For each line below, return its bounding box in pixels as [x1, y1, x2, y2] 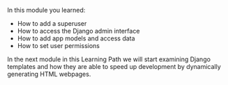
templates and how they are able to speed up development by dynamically [7, 63, 221, 70]
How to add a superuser [17, 20, 87, 27]
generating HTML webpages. [7, 70, 91, 78]
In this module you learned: [7, 6, 86, 14]
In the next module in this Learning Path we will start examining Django [7, 55, 211, 63]
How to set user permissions [17, 42, 100, 49]
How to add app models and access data [17, 34, 135, 42]
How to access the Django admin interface [17, 27, 140, 35]
